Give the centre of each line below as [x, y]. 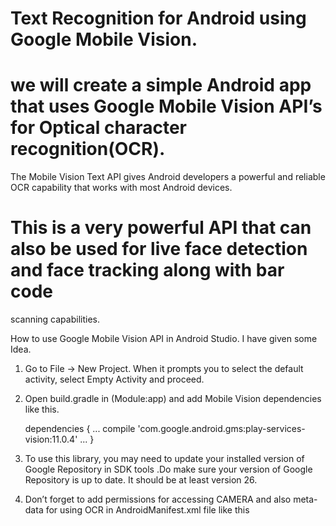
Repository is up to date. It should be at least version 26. [141, 480]
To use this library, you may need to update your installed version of [164, 459]
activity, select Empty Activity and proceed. [114, 379]
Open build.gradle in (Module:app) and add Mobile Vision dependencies [173, 399]
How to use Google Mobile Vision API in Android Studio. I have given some [164, 339]
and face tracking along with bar [147, 270]
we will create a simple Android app [161, 85]
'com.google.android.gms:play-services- [221, 429]
